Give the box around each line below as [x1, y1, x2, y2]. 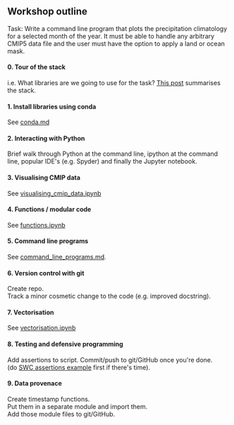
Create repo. [7, 285, 44, 293]
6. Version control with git [7, 269, 85, 277]
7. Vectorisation [7, 308, 54, 316]
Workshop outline [7, 6, 88, 18]
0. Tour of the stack [7, 63, 66, 71]
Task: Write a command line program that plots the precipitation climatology [7, 24, 228, 32]
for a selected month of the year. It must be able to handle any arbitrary [7, 32, 215, 40]
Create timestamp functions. [7, 395, 90, 403]
